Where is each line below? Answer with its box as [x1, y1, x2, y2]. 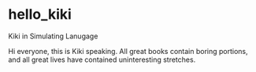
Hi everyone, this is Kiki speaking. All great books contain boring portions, [8, 46, 248, 56]
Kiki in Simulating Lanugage [8, 31, 98, 41]
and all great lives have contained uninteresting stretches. [8, 55, 196, 64]
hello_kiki [8, 5, 72, 23]
